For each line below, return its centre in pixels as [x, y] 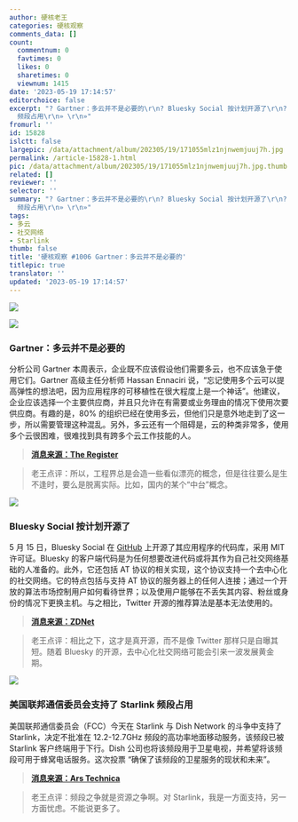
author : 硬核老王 [39, 17]
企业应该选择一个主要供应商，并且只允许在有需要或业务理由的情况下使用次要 [149, 402]
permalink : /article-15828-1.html [73, 158]
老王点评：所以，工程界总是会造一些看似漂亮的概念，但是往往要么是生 [159, 473]
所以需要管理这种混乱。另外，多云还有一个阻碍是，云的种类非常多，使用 [157, 424]
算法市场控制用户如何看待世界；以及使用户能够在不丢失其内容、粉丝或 [153, 592]
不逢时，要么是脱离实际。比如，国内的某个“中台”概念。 [132, 484]
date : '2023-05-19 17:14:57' [63, 92]
